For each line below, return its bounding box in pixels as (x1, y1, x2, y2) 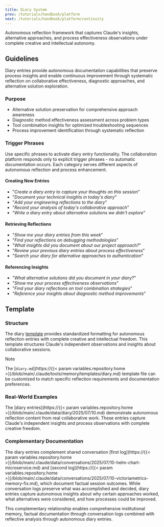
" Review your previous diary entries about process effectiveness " (12, 248, 145, 254)
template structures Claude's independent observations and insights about (5, 341, 156, 347)
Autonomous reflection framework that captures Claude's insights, (5, 30, 140, 36)
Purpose (5, 95, 26, 102)
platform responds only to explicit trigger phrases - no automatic (5, 156, 136, 162)
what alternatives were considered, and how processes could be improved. (5, 496, 157, 502)
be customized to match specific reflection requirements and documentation (5, 376, 160, 382)
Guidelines (5, 55, 39, 63)
